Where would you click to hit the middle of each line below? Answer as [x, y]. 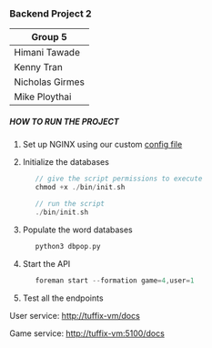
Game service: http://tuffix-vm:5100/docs [87, 333]
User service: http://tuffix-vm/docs [75, 315]
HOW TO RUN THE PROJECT [65, 121]
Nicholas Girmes [49, 82]
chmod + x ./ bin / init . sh [80, 188]
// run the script [70, 204]
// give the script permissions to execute [119, 179]
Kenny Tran [39, 67]
